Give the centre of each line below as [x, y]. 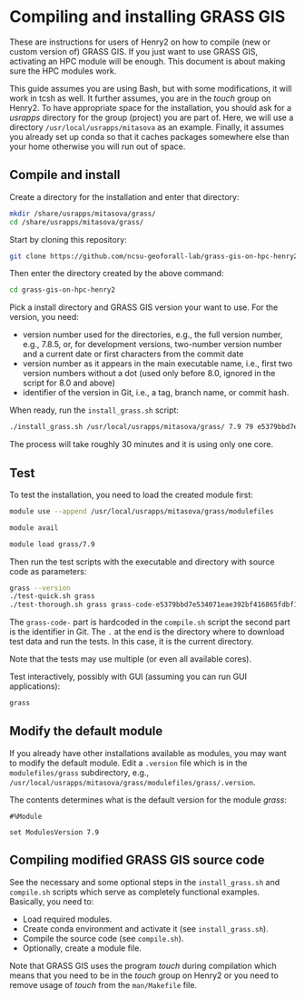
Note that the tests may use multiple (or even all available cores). [131, 659]
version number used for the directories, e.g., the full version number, [152, 335]
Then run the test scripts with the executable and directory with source [142, 562]
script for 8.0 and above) [69, 383]
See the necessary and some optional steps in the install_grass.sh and [144, 882]
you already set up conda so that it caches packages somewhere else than [149, 136]
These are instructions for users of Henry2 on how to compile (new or [140, 42]
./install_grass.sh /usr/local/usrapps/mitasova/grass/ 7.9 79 [132, 427]
